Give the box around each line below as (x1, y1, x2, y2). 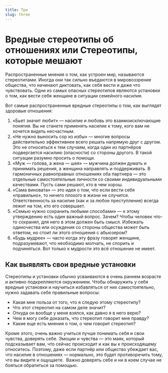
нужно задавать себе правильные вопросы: (5, 290, 100, 296)
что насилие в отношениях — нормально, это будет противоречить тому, (5, 352, 163, 358)
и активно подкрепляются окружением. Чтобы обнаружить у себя (5, 279, 148, 285)
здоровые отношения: (5, 108, 53, 114)
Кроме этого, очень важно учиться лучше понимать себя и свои (5, 330, 144, 336)
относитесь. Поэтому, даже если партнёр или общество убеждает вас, (5, 346, 159, 352)
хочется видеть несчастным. (12, 129, 75, 135)
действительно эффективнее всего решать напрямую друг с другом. (12, 139, 161, 145)
